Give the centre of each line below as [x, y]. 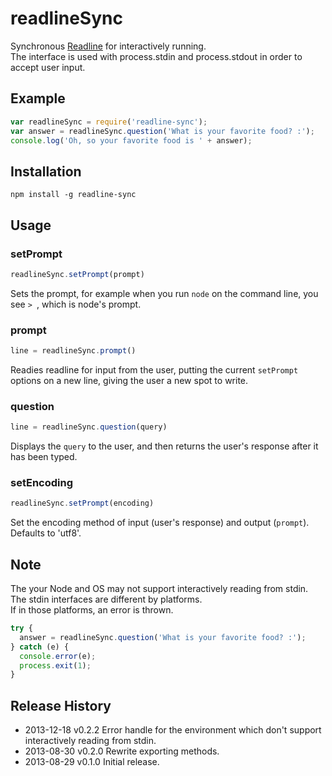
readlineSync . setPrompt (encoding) [82, 503]
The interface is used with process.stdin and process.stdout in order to [156, 56]
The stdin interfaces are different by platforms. [106, 599]
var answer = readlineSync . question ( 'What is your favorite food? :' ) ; [162, 131]
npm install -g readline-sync [73, 195]
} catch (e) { [40, 647]
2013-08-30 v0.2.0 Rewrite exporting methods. [122, 751]
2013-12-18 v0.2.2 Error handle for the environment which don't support [173, 730]
